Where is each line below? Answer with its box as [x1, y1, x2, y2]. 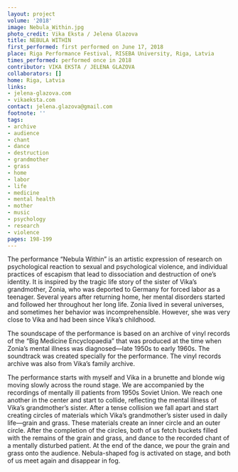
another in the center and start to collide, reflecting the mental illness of [7, 396, 217, 404]
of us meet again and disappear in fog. [7, 456, 121, 465]
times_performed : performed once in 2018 [7, 57, 132, 64]
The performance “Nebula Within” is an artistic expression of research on [7, 255, 222, 263]
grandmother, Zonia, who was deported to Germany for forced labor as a [7, 285, 220, 294]
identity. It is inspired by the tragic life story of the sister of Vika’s [7, 278, 198, 286]
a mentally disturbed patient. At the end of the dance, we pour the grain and [7, 441, 229, 450]
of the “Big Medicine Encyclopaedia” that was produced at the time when [7, 337, 222, 345]
